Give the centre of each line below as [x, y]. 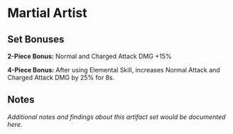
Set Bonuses [36, 39]
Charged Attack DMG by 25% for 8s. [61, 77]
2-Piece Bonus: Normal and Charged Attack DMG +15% [90, 56]
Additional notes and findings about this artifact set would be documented [116, 117]
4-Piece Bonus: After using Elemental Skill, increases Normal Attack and [114, 70]
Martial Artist [47, 13]
